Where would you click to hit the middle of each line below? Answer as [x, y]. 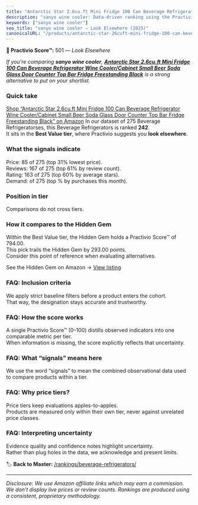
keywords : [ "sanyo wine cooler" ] [47, 22]
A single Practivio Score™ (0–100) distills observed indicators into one [90, 330]
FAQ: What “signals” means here [54, 358]
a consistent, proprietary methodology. [54, 496]
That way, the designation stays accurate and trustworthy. [77, 302]
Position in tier [27, 196]
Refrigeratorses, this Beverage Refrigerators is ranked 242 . [78, 128]
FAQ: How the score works [45, 317]
